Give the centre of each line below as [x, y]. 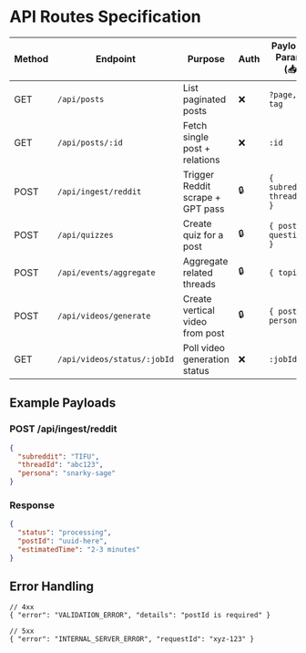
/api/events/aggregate [107, 272]
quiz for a [203, 234]
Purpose [206, 59]
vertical [199, 310]
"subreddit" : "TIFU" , [59, 456]
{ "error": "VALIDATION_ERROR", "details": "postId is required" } [140, 616]
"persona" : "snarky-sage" [67, 473]
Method [31, 59]
